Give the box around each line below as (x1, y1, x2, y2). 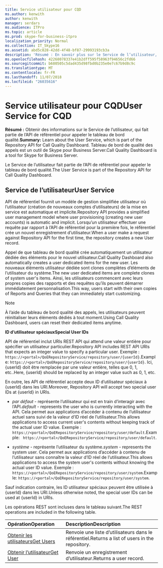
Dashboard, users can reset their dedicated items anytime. (5, 320, 122, 325)
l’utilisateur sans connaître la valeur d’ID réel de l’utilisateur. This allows (12, 454, 153, 460)
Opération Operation (7, 521, 55, 528)
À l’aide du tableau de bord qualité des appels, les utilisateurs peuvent (5, 309, 145, 315)
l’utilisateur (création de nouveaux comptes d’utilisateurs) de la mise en (5, 204, 147, 210)
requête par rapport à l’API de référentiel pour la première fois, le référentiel (5, 225, 156, 230)
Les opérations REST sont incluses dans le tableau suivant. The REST (5, 504, 143, 510)
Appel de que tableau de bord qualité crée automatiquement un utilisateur (5, 249, 153, 255)
